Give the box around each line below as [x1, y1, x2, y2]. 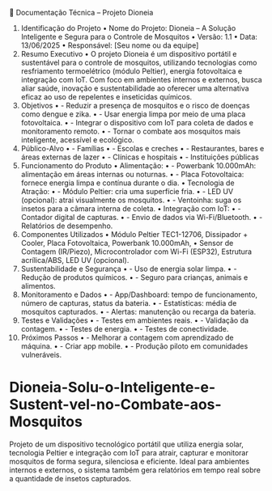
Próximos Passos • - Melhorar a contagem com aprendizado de [20, 332, 234, 342]
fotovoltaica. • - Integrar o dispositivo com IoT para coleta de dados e [20, 118, 254, 127]
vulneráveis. [20, 350, 62, 359]
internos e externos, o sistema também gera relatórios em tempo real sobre [9, 465, 261, 475]
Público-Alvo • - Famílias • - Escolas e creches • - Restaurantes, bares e [20, 144, 265, 153]
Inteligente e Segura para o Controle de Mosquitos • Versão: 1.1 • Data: [20, 32, 258, 41]
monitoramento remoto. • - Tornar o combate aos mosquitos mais [20, 126, 241, 136]
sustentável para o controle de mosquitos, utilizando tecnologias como [20, 57, 257, 67]
